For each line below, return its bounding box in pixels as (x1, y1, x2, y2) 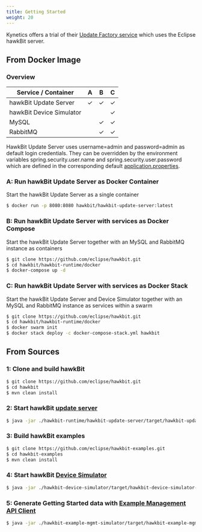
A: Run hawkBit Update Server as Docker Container (6, 178, 159, 186)
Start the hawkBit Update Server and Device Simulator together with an (6, 295, 183, 303)
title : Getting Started (6, 8, 66, 15)
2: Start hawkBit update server (6, 404, 98, 412)
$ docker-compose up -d (6, 267, 66, 274)
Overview (6, 73, 35, 81)
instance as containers (6, 244, 63, 252)
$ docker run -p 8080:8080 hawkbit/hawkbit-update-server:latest (6, 203, 173, 209)
